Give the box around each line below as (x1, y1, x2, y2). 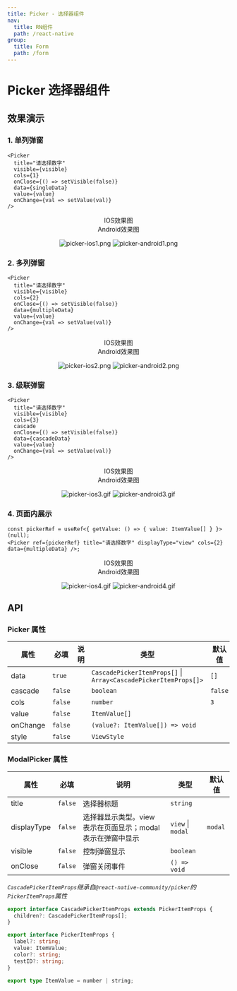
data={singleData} (13, 184, 68, 191)
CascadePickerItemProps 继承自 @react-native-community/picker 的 (7, 882, 197, 891)
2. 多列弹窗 (7, 258, 45, 268)
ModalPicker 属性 (7, 754, 68, 764)
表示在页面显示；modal (83, 822, 160, 832)
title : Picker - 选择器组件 (7, 10, 85, 18)
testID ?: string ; (13, 958, 65, 965)
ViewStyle (91, 732, 125, 741)
